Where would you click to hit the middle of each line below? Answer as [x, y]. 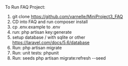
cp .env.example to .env [36, 27]
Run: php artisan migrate [37, 48]
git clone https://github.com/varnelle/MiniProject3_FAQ [67, 16]
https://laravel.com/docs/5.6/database [51, 43]
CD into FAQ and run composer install [50, 22]
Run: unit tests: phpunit [35, 53]
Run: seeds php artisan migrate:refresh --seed [59, 58]
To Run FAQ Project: [25, 7]
